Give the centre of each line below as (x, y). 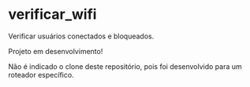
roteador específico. (41, 74)
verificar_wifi (52, 14)
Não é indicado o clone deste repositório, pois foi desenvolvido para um (125, 66)
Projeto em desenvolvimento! (56, 51)
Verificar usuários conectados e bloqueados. (81, 36)
